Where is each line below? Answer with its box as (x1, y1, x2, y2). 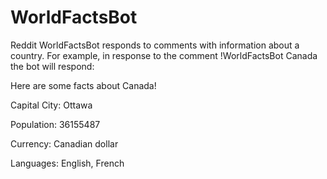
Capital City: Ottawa (10, 99, 93, 111)
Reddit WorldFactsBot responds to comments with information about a (10, 39, 300, 51)
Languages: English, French (10, 157, 125, 169)
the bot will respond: (10, 60, 95, 72)
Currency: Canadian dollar (10, 137, 119, 150)
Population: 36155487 (10, 118, 101, 130)
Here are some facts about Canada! (10, 79, 157, 91)
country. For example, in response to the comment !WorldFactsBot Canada (10, 49, 318, 61)
